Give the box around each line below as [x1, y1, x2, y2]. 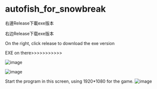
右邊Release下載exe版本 [5, 20, 54, 26]
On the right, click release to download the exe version [5, 40, 115, 46]
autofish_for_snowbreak [5, 3, 106, 15]
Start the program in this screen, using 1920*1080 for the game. [5, 78, 134, 84]
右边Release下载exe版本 [5, 30, 54, 36]
